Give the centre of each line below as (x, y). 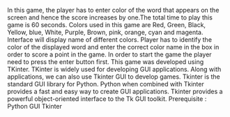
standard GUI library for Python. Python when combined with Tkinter (106, 84)
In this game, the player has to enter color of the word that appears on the (113, 10)
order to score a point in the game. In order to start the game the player (109, 54)
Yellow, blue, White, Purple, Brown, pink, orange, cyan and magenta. (105, 32)
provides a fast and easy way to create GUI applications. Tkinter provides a (115, 91)
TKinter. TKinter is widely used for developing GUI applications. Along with (114, 69)
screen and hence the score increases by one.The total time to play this (110, 17)
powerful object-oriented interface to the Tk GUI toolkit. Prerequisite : (107, 99)
